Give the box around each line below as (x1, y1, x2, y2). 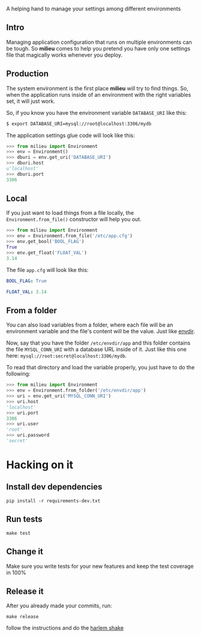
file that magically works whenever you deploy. (6, 51, 123, 58)
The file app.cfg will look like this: (6, 266, 89, 273)
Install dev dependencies (6, 482, 103, 492)
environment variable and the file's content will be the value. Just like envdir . (6, 328, 196, 335)
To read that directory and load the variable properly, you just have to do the (6, 364, 195, 371)
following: (6, 370, 31, 378)
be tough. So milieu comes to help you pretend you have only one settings (6, 45, 191, 52)
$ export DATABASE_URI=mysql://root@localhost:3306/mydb (6, 120, 152, 127)
